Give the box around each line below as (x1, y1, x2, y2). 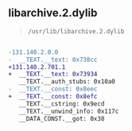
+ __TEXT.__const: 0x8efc (8, 93, 98, 101)
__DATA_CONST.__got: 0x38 (18, 114, 105, 122)
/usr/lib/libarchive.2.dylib (27, 27, 125, 35)
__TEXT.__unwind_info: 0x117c (18, 107, 119, 115)
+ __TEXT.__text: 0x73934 (8, 71, 98, 79)
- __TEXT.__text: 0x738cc (8, 56, 98, 64)
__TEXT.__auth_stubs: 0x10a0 (18, 78, 115, 86)
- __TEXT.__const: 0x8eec (8, 85, 98, 94)
